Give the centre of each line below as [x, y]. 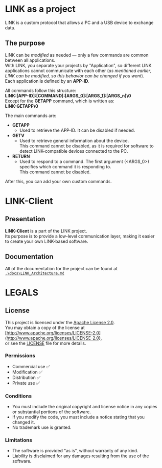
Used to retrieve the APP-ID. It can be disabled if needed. [77, 130]
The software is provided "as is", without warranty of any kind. [75, 451]
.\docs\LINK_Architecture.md [35, 273]
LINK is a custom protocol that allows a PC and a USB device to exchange [79, 23]
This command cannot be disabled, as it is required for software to [87, 146]
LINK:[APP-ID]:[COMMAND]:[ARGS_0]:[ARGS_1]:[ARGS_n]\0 [68, 95]
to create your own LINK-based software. [46, 241]
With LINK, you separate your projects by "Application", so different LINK [78, 65]
